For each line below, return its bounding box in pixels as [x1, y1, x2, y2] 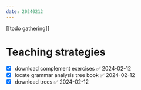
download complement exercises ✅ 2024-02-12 [14, 65, 132, 72]
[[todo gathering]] [6, 25, 50, 32]
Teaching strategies [6, 45, 106, 59]
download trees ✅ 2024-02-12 [14, 78, 89, 85]
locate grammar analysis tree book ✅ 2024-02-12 [14, 71, 135, 78]
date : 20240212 [6, 8, 43, 15]
